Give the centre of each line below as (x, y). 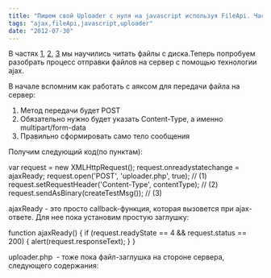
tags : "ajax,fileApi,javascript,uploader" (81, 23)
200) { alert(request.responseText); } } (72, 242)
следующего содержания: (54, 266)
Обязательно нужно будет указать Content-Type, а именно (121, 119)
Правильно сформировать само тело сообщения (105, 136)
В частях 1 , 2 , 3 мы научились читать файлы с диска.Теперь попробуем (132, 54)
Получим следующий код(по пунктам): (75, 152)
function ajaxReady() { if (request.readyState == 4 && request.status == (128, 233)
